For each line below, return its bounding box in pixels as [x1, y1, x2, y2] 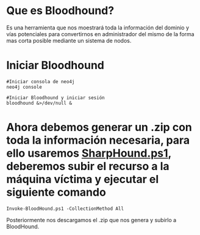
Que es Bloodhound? [6, 4, 115, 18]
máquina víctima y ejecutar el [6, 173, 159, 187]
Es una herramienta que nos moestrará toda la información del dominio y [6, 24, 190, 31]
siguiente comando [6, 185, 107, 200]
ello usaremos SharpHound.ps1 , [6, 146, 172, 160]
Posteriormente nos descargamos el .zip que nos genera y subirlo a [6, 216, 177, 223]
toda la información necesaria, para [6, 133, 190, 147]
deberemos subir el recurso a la [6, 160, 170, 173]
